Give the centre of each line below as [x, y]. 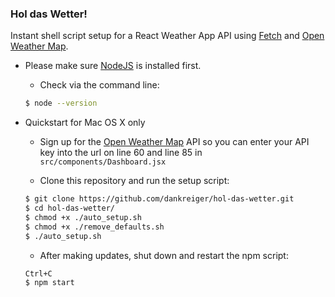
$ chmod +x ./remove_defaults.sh [94, 227]
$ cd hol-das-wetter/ [69, 208]
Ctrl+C [38, 273]
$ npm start [49, 283]
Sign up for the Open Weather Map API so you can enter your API [174, 142]
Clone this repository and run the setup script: [134, 181]
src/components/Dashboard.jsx [103, 162]
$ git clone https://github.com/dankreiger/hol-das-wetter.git [159, 199]
